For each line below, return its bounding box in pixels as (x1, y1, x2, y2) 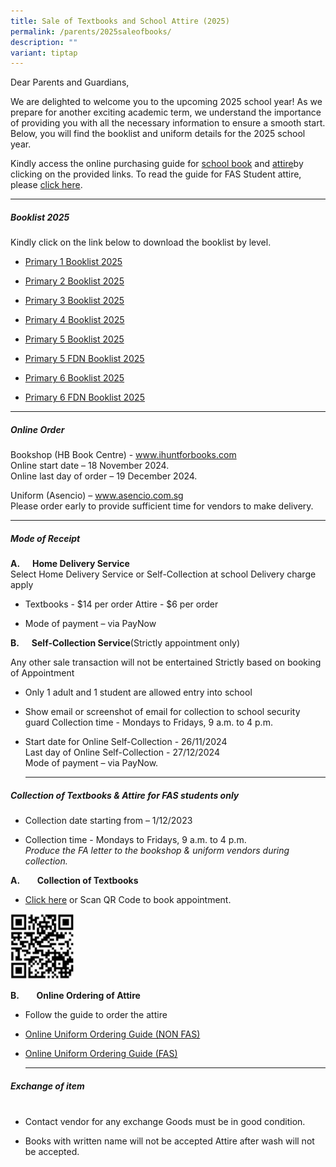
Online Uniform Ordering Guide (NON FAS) (24, 1028, 201, 1040)
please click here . (10, 179, 83, 191)
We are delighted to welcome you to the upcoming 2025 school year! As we (10, 96, 323, 108)
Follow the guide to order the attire (24, 1009, 168, 1021)
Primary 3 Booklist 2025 (24, 295, 125, 307)
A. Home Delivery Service (10, 558, 130, 570)
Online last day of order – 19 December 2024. (10, 470, 198, 482)
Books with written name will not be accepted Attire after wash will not (24, 1135, 315, 1147)
